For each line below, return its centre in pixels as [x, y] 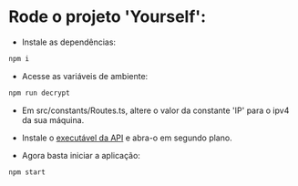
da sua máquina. [53, 119]
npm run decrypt [39, 93]
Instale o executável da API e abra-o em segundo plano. [127, 138]
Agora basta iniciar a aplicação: [81, 155]
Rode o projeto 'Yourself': [108, 17]
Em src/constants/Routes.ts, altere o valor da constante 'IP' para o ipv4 [155, 110]
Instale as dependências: [68, 42]
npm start [27, 172]
